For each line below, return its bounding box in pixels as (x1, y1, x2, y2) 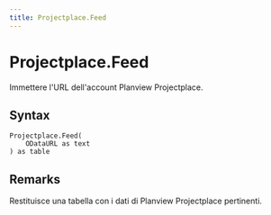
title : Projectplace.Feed (9, 13, 106, 22)
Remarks (9, 172, 61, 187)
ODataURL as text (25, 139, 91, 148)
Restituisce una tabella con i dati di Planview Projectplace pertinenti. (9, 195, 263, 207)
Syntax (9, 107, 50, 122)
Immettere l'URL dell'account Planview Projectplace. (9, 82, 204, 93)
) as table (9, 148, 50, 157)
